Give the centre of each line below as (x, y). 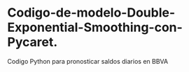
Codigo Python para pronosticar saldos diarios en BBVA (88, 61)
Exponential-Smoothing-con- (95, 27)
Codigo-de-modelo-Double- (91, 13)
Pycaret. (33, 42)
